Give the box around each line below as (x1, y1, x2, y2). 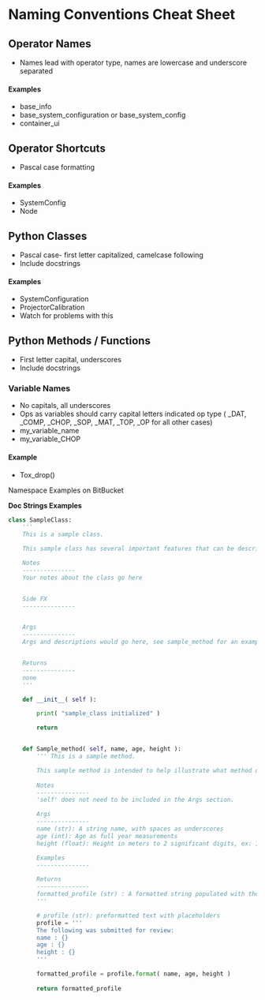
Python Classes (8, 229, 88, 242)
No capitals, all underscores (19, 401, 111, 410)
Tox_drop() (19, 470, 55, 479)
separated (19, 66, 54, 76)
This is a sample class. (22, 530, 104, 538)
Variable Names (8, 383, 71, 394)
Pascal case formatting (19, 163, 95, 172)
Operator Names (8, 37, 91, 51)
